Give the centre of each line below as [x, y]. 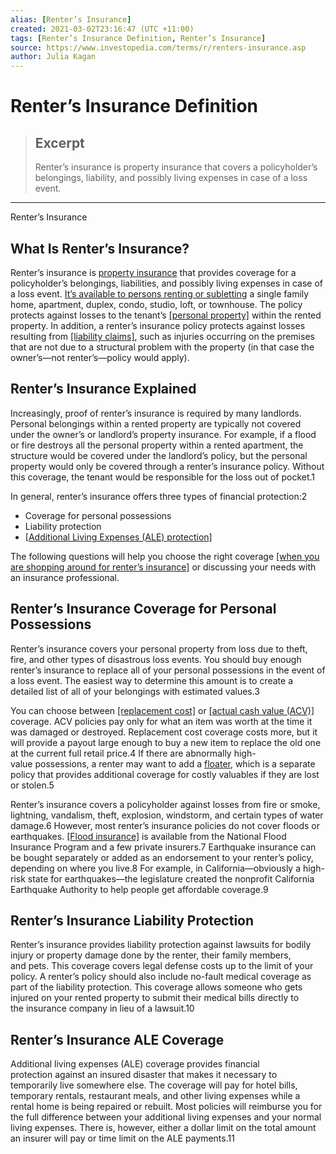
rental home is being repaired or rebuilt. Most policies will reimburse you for [166, 1107]
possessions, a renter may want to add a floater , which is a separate [175, 763]
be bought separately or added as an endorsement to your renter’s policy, [162, 857]
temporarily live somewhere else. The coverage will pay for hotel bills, [154, 1085]
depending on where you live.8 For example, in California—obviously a [156, 868]
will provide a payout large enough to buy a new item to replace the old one [166, 742]
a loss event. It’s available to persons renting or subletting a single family [160, 293]
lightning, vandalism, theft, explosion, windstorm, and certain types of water [167, 815]
